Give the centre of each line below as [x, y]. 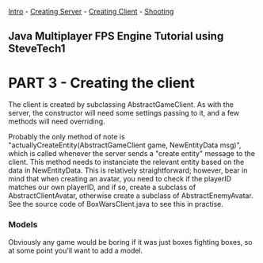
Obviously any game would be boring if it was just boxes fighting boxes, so [130, 242]
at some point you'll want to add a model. [76, 250]
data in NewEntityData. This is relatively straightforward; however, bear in [128, 170]
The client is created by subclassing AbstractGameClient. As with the [121, 105]
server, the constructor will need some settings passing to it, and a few [124, 113]
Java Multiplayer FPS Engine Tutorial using [116, 36]
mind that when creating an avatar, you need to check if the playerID [120, 179]
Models [23, 225]
